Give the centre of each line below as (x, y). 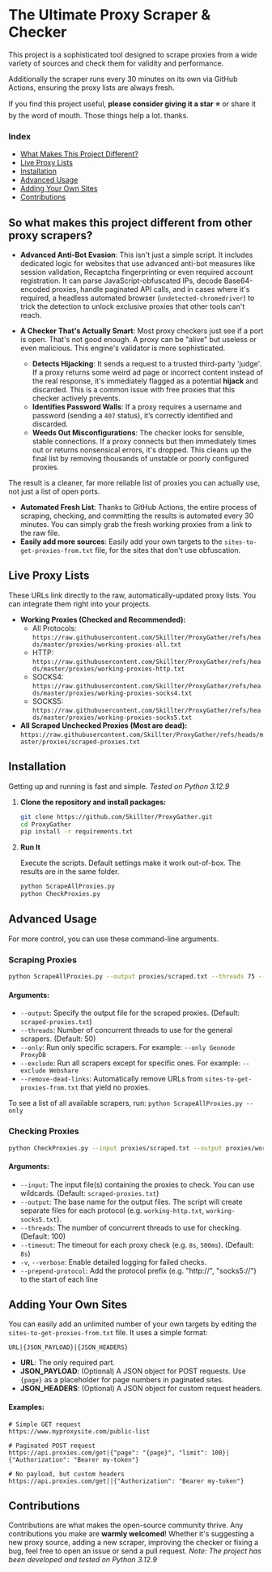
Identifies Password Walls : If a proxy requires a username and (137, 407)
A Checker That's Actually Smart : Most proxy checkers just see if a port (142, 331)
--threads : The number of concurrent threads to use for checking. (130, 1227)
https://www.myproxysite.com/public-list (79, 1431)
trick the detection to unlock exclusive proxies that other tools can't (132, 306)
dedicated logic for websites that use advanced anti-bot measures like (138, 263)
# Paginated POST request (52, 1446)
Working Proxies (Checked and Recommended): (103, 619)
